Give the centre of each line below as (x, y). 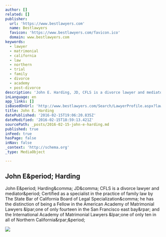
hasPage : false (21, 138)
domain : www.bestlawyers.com (40, 38)
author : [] (16, 10)
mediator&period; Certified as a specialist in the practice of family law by (79, 194)
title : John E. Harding (30, 111)
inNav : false (19, 143)
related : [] (17, 14)
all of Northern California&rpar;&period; (45, 220)
